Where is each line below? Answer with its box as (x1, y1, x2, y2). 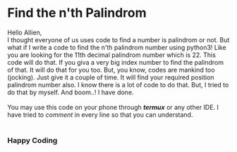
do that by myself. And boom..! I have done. (7, 88, 134, 96)
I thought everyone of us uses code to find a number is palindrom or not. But (7, 35, 230, 44)
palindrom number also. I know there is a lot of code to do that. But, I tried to (7, 80, 229, 89)
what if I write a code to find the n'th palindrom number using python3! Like (7, 43, 227, 51)
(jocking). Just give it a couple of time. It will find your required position (7, 72, 214, 82)
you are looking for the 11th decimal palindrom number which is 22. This (7, 51, 217, 59)
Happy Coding (7, 135, 58, 145)
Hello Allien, (7, 28, 42, 37)
